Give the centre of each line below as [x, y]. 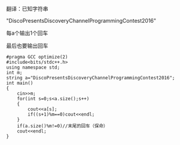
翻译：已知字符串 [27, 9]
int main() [20, 83]
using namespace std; [33, 67]
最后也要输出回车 [27, 46]
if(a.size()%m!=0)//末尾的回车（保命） [62, 126]
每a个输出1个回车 [27, 33]
